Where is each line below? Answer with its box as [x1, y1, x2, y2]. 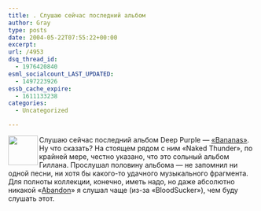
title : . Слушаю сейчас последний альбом [8, 11, 146, 20]
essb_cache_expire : [8, 84, 72, 93]
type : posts [8, 26, 47, 34]
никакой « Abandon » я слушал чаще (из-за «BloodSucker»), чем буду [8, 186, 238, 194]
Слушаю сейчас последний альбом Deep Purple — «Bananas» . [39, 135, 250, 144]
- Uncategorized [15, 107, 68, 115]
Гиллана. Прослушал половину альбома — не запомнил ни [39, 161, 238, 169]
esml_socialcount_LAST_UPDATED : [8, 70, 114, 78]
